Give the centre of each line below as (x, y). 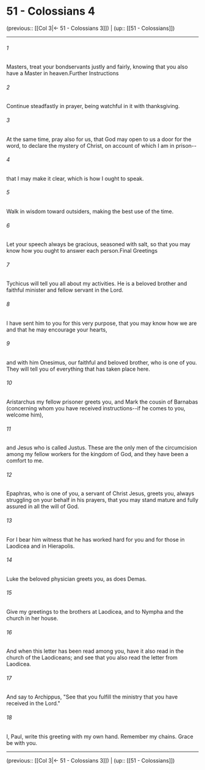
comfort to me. (25, 461)
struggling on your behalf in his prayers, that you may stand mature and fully (103, 500)
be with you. (22, 743)
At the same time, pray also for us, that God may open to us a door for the (99, 139)
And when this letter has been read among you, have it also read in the (95, 651)
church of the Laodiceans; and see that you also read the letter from (92, 658)
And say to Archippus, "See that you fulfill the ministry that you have (92, 697)
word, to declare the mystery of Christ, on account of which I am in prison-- (102, 145)
